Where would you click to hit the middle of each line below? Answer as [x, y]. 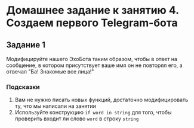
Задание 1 [26, 45]
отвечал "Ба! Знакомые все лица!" [50, 71]
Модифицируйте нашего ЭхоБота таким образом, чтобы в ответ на [92, 59]
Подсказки [23, 87]
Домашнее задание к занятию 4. [93, 10]
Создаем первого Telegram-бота [92, 23]
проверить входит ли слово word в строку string [77, 119]
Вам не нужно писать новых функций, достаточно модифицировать [101, 100]
